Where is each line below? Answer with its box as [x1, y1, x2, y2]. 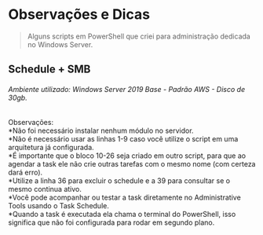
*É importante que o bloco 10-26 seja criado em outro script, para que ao [8, 151, 246, 160]
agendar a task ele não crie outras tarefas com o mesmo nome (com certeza [8, 159, 256, 168]
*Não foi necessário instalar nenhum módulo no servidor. [8, 126, 194, 135]
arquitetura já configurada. [8, 142, 94, 152]
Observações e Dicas [8, 6, 151, 24]
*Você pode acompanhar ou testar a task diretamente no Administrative [8, 193, 241, 202]
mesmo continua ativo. [8, 184, 82, 193]
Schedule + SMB [8, 63, 91, 76]
